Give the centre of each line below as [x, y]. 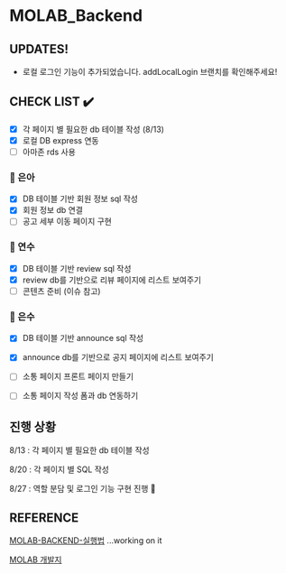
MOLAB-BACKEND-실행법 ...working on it [86, 541]
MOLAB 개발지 [36, 559]
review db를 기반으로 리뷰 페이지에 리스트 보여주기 [111, 280]
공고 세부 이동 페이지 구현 [67, 221]
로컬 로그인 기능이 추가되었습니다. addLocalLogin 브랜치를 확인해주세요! [150, 72]
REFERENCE [44, 518]
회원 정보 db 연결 [53, 210]
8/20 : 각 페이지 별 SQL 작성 [60, 469]
